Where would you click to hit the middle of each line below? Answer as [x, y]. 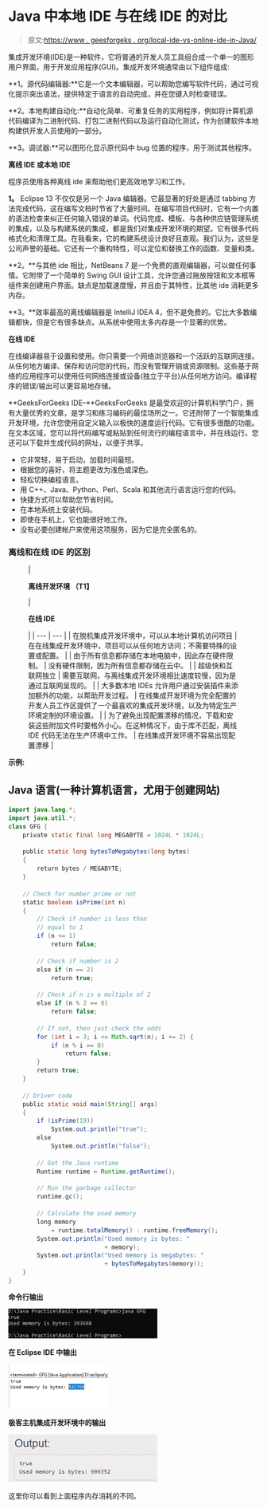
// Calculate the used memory [87, 1214]
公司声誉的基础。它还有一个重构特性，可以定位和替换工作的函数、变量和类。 [133, 248]
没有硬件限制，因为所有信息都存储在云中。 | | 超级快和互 [140, 666]
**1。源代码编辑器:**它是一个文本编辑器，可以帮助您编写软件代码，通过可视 [133, 84]
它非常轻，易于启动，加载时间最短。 [79, 459]
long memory [57, 1222]
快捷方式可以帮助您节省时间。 [68, 499]
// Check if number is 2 [78, 961]
